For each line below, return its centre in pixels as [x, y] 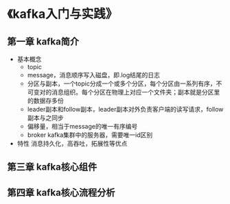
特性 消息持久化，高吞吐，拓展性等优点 [72, 143]
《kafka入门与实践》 [62, 14]
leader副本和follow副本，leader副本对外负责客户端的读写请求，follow [125, 109]
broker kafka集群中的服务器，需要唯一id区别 [90, 135]
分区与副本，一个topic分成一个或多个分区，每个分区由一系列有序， [122, 84]
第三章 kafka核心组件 [52, 167]
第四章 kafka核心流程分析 [61, 192]
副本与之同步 [45, 118]
